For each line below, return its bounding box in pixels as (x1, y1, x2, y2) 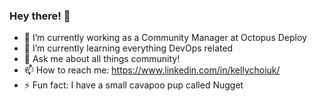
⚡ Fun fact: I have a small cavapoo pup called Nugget (23, 79, 244, 91)
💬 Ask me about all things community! (23, 53, 181, 65)
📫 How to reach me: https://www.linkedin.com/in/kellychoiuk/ (23, 64, 281, 76)
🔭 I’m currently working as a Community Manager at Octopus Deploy (23, 32, 307, 44)
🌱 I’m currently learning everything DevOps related (23, 42, 234, 54)
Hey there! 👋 (9, 9, 71, 23)
